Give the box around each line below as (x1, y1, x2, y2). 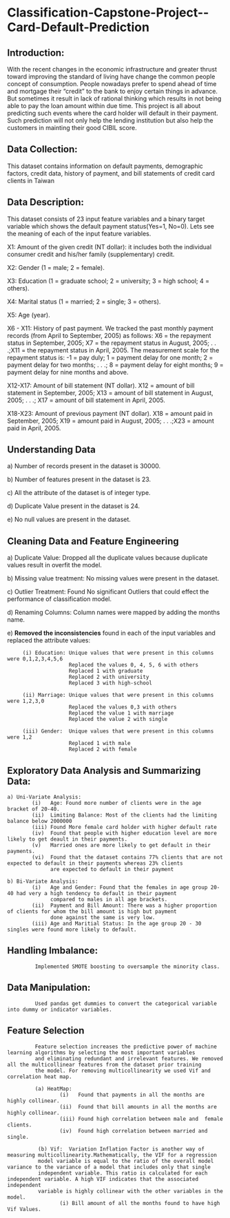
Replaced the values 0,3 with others (68, 704, 177, 711)
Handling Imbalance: (7, 945, 98, 956)
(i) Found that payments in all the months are (59, 1091, 205, 1098)
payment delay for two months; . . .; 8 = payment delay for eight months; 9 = (7, 360, 224, 369)
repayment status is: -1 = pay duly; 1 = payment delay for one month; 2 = (7, 353, 213, 361)
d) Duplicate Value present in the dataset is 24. (7, 502, 140, 510)
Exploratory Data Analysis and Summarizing (7, 764, 201, 776)
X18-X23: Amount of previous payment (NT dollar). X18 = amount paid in (7, 409, 213, 417)
